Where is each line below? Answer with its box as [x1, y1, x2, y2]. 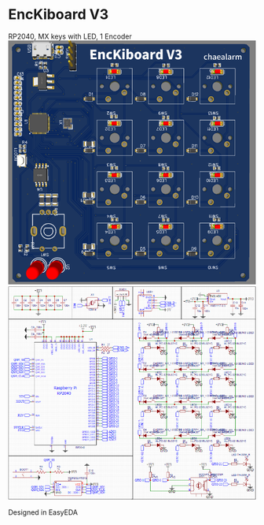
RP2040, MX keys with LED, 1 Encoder [8, 32, 132, 41]
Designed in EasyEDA [8, 508, 79, 517]
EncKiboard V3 [8, 6, 109, 24]
